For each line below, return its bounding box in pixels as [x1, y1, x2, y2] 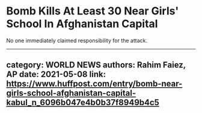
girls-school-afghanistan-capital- [6, 88, 136, 99]
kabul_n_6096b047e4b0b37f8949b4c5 [6, 97, 159, 108]
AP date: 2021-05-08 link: [6, 69, 106, 79]
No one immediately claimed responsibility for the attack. [6, 37, 148, 44]
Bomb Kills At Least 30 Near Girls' [6, 4, 179, 18]
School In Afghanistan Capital [6, 17, 158, 31]
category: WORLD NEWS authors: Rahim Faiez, [6, 60, 186, 70]
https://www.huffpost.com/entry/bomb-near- [6, 79, 183, 89]
